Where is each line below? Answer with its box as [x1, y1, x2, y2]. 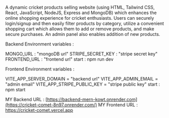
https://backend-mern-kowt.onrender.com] [47, 96, 138, 102]
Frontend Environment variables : [5, 66, 75, 72]
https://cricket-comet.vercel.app [5, 107, 74, 113]
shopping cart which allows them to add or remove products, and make [5, 26, 155, 32]
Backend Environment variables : [5, 41, 74, 47]
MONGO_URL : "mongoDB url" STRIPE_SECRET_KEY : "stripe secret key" [5, 51, 158, 57]
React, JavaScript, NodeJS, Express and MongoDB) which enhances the [5, 10, 157, 16]
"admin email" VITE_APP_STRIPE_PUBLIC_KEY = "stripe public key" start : [5, 81, 160, 87]
